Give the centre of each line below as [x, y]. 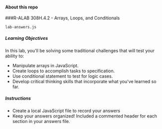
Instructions [18, 98]
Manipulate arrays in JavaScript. [45, 66]
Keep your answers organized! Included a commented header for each [85, 116]
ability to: [15, 56]
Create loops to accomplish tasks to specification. [64, 71]
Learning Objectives [27, 38]
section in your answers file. [41, 122]
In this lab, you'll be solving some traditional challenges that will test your [80, 51]
